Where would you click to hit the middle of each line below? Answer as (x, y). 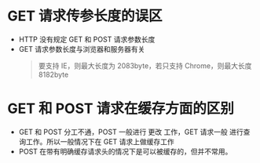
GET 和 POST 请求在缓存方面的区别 (121, 109)
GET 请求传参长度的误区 (85, 16)
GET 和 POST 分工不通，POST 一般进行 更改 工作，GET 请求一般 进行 (131, 132)
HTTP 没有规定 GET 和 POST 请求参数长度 (87, 39)
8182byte (53, 74)
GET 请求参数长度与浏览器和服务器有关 (82, 49)
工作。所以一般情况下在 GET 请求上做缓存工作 (100, 141)
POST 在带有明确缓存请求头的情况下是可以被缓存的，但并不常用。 (125, 151)
